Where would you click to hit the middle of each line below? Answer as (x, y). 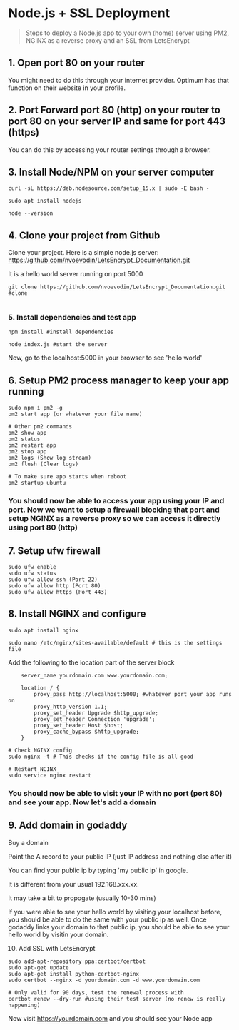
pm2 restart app (32, 445)
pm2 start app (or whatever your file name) (75, 414)
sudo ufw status (32, 574)
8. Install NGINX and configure (77, 614)
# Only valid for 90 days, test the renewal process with (96, 993)
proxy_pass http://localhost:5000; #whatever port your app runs (133, 694)
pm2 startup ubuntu (37, 483)
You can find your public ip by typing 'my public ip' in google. (98, 870)
